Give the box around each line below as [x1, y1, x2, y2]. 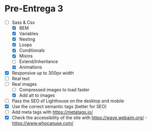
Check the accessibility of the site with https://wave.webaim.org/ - [11, 115, 148, 121]
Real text [11, 75, 30, 81]
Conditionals [19, 48, 45, 54]
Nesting [19, 36, 36, 42]
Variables [19, 31, 38, 37]
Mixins [19, 53, 33, 59]
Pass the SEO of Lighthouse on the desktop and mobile [11, 98, 124, 104]
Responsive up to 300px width [11, 70, 75, 76]
